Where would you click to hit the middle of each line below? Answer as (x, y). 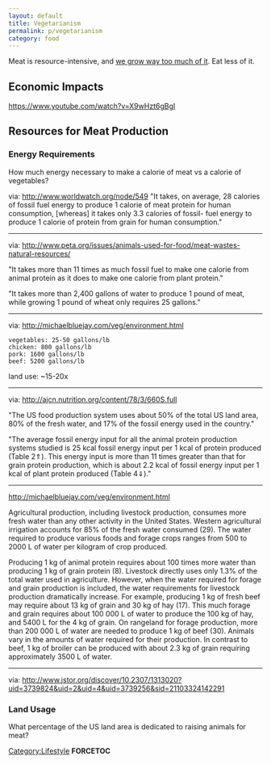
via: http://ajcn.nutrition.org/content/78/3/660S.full (93, 399)
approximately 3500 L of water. (60, 656)
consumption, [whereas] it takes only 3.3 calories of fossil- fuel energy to (130, 213)
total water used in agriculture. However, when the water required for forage (135, 579)
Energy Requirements (52, 154)
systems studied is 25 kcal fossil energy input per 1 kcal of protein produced (135, 448)
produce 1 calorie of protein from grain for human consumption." (115, 222)
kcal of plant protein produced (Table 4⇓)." (80, 474)
